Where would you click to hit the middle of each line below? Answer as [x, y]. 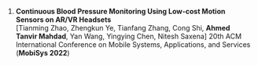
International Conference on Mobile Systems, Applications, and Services [133, 45]
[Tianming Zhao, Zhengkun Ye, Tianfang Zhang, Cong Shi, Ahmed [123, 28]
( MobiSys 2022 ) [42, 53]
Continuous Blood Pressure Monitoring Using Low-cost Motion [120, 11]
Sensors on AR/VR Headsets [63, 20]
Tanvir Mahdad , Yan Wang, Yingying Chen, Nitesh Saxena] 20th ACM [129, 36]
